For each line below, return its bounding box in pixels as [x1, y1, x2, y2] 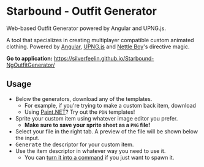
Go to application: [6, 54, 53, 62]
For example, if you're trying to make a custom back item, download [24, 102, 196, 109]
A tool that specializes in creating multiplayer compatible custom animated [6, 36, 194, 43]
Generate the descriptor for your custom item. [15, 141, 134, 148]
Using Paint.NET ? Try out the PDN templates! [24, 108, 135, 116]
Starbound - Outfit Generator [6, 4, 157, 18]
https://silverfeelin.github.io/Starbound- [54, 54, 154, 62]
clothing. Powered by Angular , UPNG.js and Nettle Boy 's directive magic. [6, 43, 190, 50]
